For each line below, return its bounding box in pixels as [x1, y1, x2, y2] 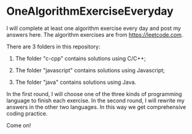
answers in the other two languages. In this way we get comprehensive [6, 103, 186, 111]
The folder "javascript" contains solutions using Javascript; [15, 66, 166, 74]
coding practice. [6, 110, 48, 117]
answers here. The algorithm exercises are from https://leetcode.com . [6, 31, 183, 38]
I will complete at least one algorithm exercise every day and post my [6, 24, 181, 32]
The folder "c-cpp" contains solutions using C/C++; [15, 54, 146, 62]
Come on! [6, 121, 31, 129]
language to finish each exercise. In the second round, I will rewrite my [6, 97, 185, 104]
